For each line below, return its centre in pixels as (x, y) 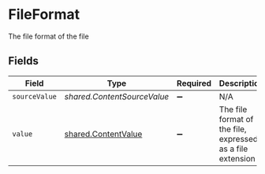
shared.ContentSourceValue (117, 96)
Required (194, 83)
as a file (233, 149)
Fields (24, 61)
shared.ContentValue (103, 134)
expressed (239, 139)
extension (237, 158)
